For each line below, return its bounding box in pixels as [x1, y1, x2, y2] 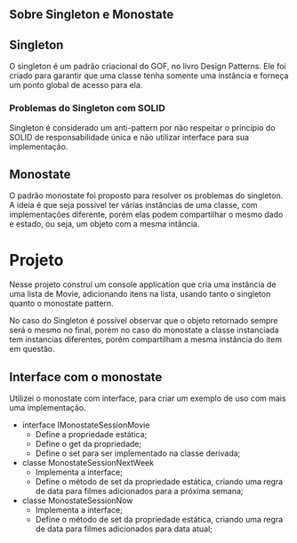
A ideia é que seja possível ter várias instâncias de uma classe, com [9, 200, 258, 211]
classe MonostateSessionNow [21, 495, 133, 506]
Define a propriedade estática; [35, 429, 148, 440]
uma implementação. [9, 403, 86, 413]
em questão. [9, 344, 55, 355]
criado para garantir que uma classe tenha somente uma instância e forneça [9, 70, 289, 81]
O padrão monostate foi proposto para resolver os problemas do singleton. [9, 190, 284, 201]
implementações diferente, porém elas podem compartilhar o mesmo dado [9, 209, 284, 220]
